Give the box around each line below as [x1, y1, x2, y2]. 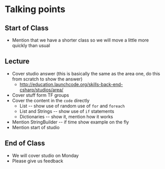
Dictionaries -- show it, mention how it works [19, 113, 113, 119]
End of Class [5, 139, 45, 148]
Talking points [5, 4, 66, 15]
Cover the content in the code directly [12, 97, 90, 103]
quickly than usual [12, 43, 50, 49]
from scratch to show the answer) [12, 76, 83, 82]
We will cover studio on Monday [12, 152, 79, 158]
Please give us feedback [12, 158, 64, 164]
